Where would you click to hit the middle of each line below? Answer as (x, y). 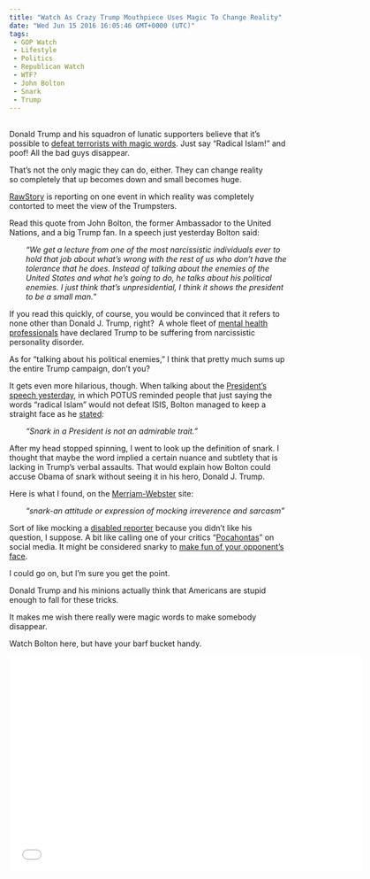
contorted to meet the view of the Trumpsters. (93, 206)
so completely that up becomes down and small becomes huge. (125, 180)
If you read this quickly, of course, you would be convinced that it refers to (144, 314)
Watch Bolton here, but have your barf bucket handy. (106, 644)
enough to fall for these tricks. (64, 600)
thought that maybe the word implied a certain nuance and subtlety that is (143, 458)
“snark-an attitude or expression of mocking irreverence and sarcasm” (155, 511)
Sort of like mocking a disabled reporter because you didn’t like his (131, 528)
